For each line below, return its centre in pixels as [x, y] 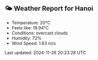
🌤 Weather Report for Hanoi [49, 8]
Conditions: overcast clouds [40, 33]
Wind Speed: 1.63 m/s [34, 43]
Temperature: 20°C [31, 22]
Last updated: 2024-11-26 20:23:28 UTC [45, 52]
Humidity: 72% [27, 38]
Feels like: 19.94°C [30, 28]
